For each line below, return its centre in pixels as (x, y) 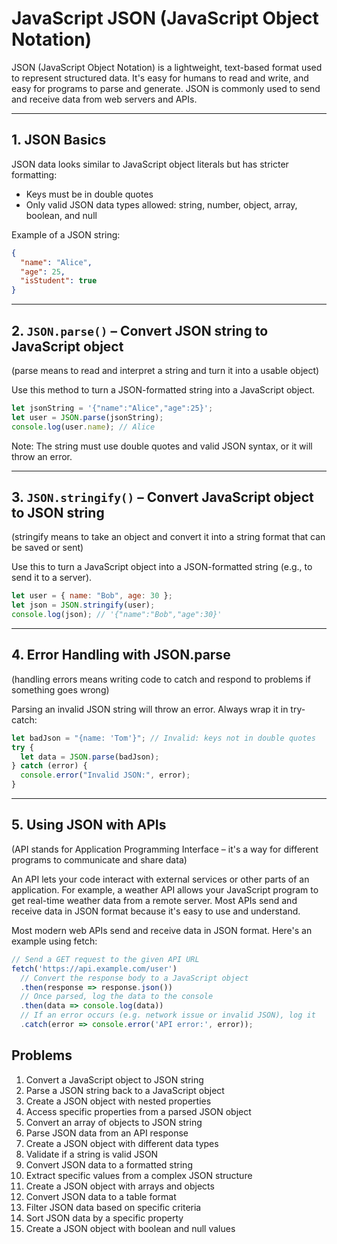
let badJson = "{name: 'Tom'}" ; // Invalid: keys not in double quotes (163, 738)
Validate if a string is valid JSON (92, 1154)
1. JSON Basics (59, 140)
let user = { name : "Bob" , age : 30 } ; (92, 596)
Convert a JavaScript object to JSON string (114, 1079)
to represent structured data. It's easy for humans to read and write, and (160, 78)
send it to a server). (52, 578)
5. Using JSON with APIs (89, 825)
